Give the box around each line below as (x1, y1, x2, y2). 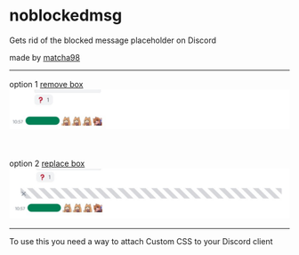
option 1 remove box (9, 78, 84, 89)
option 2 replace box (9, 158, 85, 169)
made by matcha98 (9, 52, 80, 62)
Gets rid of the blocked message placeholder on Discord (9, 35, 216, 45)
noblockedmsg (9, 5, 123, 26)
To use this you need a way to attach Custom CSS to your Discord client (9, 236, 273, 247)
